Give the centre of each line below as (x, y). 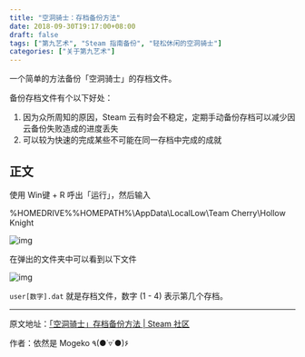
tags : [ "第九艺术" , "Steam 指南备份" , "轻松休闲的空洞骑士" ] (116, 43)
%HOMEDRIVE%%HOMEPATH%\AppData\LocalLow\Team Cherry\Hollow (148, 213)
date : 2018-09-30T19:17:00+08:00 (73, 26)
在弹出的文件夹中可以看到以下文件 (73, 259)
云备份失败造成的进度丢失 (70, 129)
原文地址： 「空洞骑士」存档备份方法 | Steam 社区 (100, 323)
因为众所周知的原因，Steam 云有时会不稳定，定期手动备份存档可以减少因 (159, 117)
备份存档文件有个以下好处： (61, 98)
